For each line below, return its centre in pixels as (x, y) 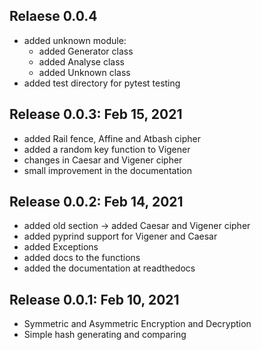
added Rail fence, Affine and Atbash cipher (112, 138)
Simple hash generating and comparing (105, 335)
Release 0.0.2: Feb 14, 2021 (96, 202)
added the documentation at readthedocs (109, 268)
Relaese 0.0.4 (53, 16)
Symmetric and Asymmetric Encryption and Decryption (137, 324)
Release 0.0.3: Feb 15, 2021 (96, 114)
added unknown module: (75, 40)
